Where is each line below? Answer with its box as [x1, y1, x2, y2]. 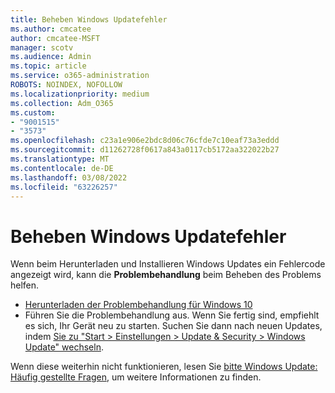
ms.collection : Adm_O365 [10, 98, 114, 108]
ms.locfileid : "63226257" [10, 182, 118, 192]
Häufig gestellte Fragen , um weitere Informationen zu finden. [10, 371, 262, 383]
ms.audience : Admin [10, 52, 92, 62]
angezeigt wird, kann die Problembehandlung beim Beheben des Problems [10, 269, 322, 281]
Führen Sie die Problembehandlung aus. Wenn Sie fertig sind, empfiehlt [24, 309, 320, 321]
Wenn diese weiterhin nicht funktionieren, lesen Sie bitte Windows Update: [10, 361, 318, 373]
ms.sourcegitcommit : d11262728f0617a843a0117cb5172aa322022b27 [10, 145, 280, 155]
